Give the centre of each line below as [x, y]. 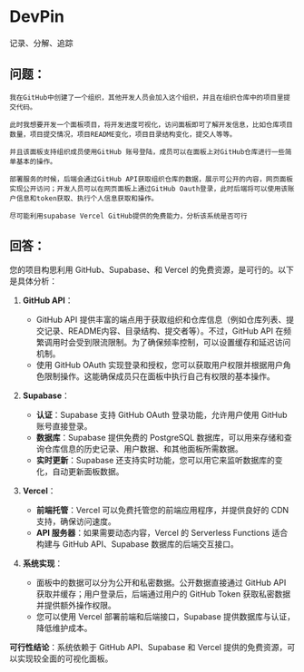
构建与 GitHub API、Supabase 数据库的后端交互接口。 [137, 544]
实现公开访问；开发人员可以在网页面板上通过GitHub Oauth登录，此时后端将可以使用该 [149, 189]
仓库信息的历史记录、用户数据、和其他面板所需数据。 [143, 448]
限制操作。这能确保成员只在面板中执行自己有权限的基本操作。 [159, 376]
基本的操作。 [36, 161]
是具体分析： [33, 281]
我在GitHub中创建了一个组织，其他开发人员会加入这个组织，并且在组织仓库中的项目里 [147, 97]
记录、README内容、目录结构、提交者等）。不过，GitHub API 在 [164, 331]
